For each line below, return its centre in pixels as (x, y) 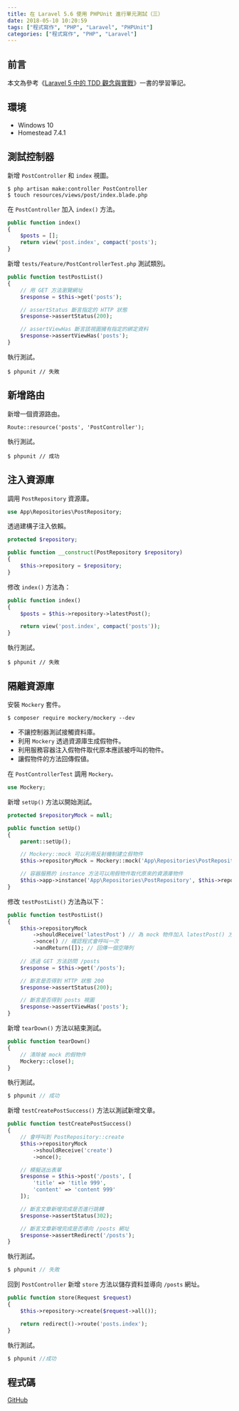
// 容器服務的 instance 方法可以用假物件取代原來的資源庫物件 (102, 874)
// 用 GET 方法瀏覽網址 (52, 290)
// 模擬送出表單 (41, 1170)
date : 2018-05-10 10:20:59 (47, 21)
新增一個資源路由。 (36, 414)
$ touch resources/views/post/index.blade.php (78, 195)
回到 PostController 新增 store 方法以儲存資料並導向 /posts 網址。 (106, 1284)
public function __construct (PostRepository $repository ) (95, 552)
